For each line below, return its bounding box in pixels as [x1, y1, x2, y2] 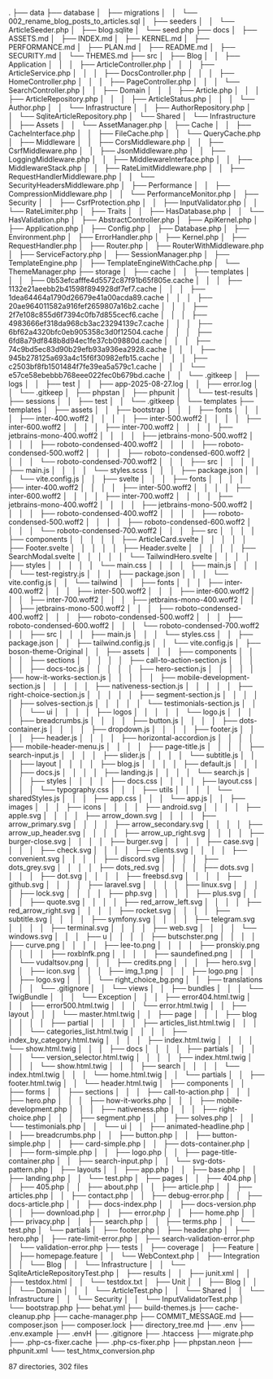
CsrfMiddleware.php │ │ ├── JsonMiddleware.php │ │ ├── [8, 146, 226, 155]
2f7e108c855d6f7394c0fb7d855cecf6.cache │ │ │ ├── [8, 310, 207, 319]
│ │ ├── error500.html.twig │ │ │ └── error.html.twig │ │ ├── [8, 1000, 247, 1010]
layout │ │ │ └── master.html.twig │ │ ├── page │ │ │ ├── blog [8, 1009, 258, 1019]
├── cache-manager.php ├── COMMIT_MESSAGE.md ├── [52, 1312, 253, 1320]
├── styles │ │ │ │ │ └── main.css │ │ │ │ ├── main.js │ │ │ [8, 561, 259, 570]
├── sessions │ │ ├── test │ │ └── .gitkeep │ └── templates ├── [8, 397, 254, 405]
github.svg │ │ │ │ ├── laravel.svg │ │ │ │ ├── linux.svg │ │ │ [8, 880, 259, 889]
